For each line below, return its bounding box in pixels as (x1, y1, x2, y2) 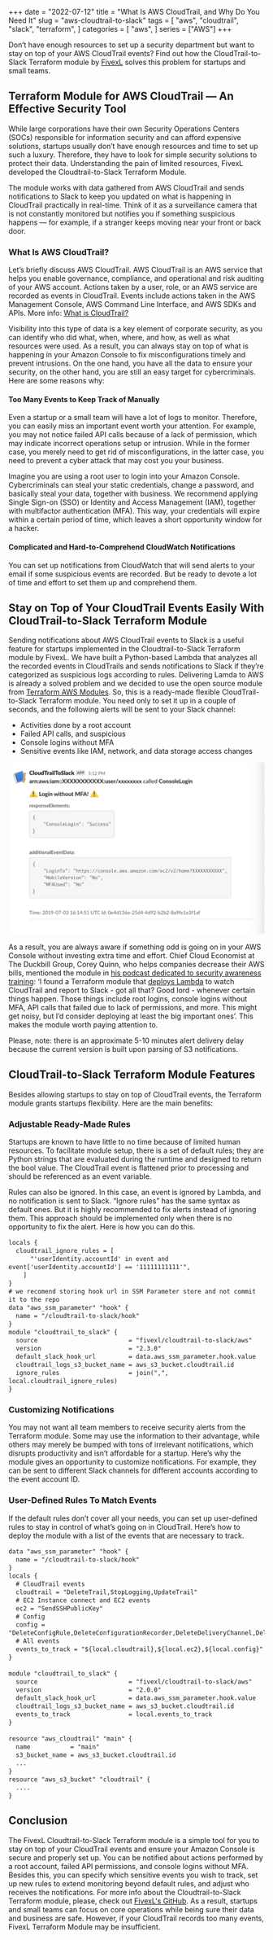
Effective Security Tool (8, 102, 127, 116)
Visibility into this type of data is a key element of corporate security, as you (8, 324, 262, 334)
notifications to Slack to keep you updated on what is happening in (8, 191, 232, 201)
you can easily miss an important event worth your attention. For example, (8, 421, 257, 431)
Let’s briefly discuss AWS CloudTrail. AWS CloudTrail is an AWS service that (8, 265, 263, 275)
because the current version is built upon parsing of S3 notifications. (8, 1044, 238, 1053)
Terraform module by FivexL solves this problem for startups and (28, 57, 246, 67)
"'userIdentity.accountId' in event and (29, 1255, 169, 1263)
